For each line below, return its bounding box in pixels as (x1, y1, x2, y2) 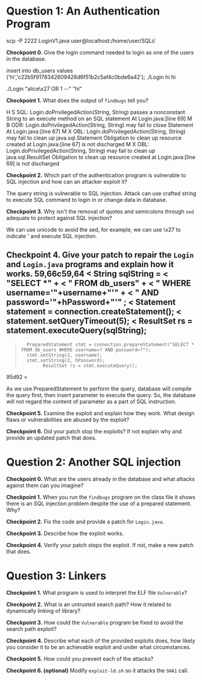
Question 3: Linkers (6, 569, 107, 583)
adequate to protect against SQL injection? (6, 214, 113, 221)
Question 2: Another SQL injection (6, 455, 181, 469)
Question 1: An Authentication (6, 4, 160, 18)
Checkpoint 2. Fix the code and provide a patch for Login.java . (6, 518, 165, 525)
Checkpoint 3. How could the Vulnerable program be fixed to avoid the (6, 618, 184, 626)
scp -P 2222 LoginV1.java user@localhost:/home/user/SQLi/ (6, 37, 156, 44)
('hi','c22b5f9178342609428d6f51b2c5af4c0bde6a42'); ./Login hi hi (6, 73, 176, 80)
